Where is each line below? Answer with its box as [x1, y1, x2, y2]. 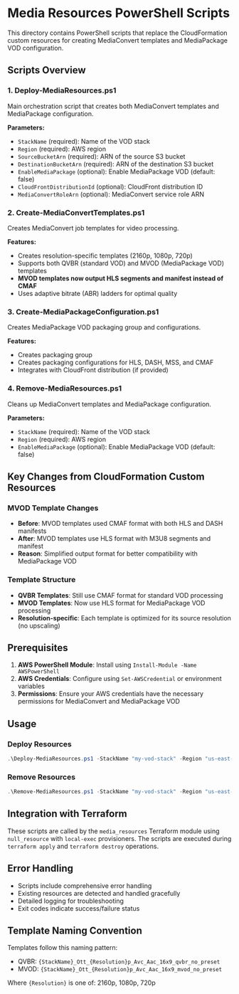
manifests [17, 527, 47, 535]
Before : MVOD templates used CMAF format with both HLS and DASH [17, 519, 223, 528]
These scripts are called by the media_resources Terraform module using [7, 827, 220, 835]
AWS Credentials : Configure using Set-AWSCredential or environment [17, 675, 222, 683]
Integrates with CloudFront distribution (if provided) [17, 366, 169, 374]
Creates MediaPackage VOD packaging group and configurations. [7, 323, 201, 332]
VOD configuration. [7, 43, 64, 52]
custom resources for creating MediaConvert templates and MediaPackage [7, 36, 228, 44]
